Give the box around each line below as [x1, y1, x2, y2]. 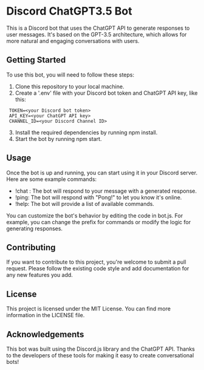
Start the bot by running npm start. [15, 135, 102, 142]
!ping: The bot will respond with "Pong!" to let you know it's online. [15, 193, 182, 201]
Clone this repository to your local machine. [15, 83, 124, 90]
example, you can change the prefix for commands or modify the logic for [6, 218, 191, 225]
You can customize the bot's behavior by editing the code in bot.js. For [6, 211, 183, 219]
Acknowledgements [6, 329, 84, 340]
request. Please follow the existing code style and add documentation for [6, 265, 189, 272]
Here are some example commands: [6, 175, 97, 183]
